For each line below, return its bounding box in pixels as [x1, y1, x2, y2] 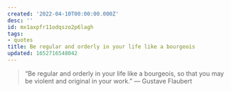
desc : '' [7, 17, 33, 24]
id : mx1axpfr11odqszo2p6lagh [7, 23, 94, 30]
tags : [7, 30, 23, 38]
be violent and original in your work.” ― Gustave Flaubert [24, 76, 193, 85]
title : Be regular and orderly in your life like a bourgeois [7, 43, 195, 50]
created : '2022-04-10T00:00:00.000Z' [7, 10, 119, 18]
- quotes [7, 37, 33, 44]
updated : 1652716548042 [7, 50, 78, 57]
